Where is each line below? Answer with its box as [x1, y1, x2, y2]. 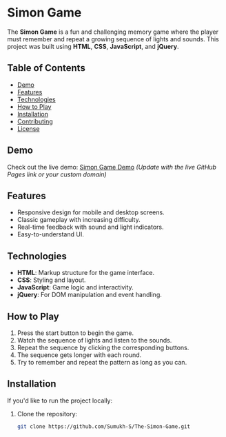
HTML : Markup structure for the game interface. [17, 269, 155, 277]
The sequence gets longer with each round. [17, 351, 142, 359]
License [17, 124, 40, 132]
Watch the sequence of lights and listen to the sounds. [17, 336, 172, 344]
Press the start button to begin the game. [17, 329, 134, 337]
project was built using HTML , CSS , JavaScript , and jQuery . [7, 42, 179, 50]
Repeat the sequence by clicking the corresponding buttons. [17, 343, 189, 352]
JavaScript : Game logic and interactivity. [17, 283, 134, 292]
